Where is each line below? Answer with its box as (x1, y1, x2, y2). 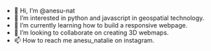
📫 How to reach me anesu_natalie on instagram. (13, 37, 155, 44)
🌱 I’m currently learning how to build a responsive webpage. (13, 21, 188, 29)
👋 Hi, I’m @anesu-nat (13, 7, 76, 14)
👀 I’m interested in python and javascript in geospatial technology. (13, 14, 205, 22)
